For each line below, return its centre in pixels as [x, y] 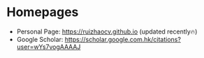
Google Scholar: [40, 39]
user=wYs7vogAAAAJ [49, 47]
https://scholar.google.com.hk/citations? [123, 39]
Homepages [43, 12]
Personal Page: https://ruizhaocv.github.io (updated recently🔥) [107, 31]
